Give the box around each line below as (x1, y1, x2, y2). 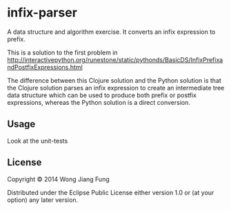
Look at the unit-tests (7, 137, 68, 145)
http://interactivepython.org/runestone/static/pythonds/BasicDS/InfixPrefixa (7, 55, 223, 63)
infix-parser (7, 5, 78, 21)
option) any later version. (7, 195, 78, 204)
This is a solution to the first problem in (7, 48, 119, 57)
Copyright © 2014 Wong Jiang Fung (7, 174, 110, 183)
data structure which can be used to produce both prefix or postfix (7, 91, 197, 99)
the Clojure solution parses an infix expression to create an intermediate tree (7, 83, 225, 92)
